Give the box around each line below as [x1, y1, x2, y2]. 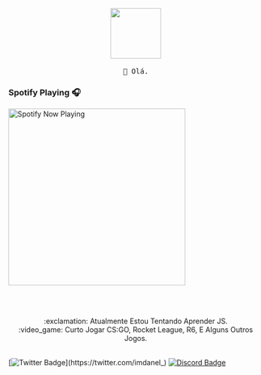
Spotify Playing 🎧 [8, 86, 81, 98]
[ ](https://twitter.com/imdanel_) [8, 358, 167, 368]
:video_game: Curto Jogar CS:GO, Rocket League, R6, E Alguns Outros [19, 325, 253, 335]
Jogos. [124, 334, 148, 343]
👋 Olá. [122, 67, 149, 76]
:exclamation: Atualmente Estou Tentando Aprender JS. [44, 316, 228, 327]
